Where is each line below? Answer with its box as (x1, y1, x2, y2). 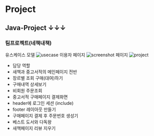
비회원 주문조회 (12, 87, 43, 93)
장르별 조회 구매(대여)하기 (12, 75, 63, 81)
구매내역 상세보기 (12, 81, 47, 87)
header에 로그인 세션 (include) (12, 100, 74, 106)
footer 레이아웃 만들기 (12, 106, 56, 112)
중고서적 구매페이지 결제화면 (12, 94, 68, 100)
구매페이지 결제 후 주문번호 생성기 (12, 112, 79, 118)
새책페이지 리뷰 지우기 (12, 125, 56, 131)
